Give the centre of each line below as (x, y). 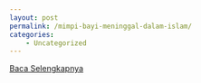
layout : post (34, 18)
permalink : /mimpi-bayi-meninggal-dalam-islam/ (101, 26)
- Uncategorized (57, 43)
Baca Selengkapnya (47, 69)
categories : (32, 34)
